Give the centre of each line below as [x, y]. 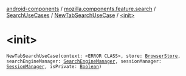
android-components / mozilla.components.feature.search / [81, 9]
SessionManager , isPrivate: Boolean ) [54, 66]
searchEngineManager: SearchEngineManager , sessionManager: [84, 61]
